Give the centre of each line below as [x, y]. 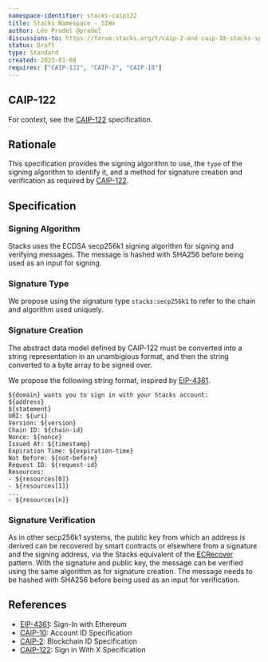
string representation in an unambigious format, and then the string [118, 356]
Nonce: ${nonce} [35, 437]
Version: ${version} [43, 423]
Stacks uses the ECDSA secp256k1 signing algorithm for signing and [121, 246]
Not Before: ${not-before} [53, 458]
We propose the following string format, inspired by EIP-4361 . [110, 380]
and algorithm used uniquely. [56, 309]
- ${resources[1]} [39, 486]
